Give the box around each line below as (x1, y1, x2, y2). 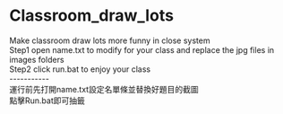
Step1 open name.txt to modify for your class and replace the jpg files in (9, 44, 275, 55)
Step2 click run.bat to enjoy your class (9, 64, 151, 75)
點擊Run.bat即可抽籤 (9, 95, 85, 106)
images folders (9, 54, 64, 65)
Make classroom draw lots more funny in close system (9, 35, 210, 46)
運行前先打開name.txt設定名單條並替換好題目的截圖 (9, 83, 199, 94)
